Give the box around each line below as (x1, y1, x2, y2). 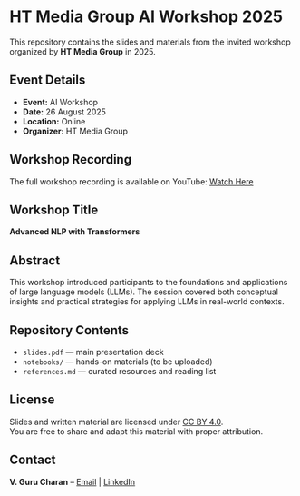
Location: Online (22, 115, 86, 126)
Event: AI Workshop (22, 96, 98, 107)
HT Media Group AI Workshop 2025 (9, 6, 284, 27)
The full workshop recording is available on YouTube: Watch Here (9, 175, 254, 187)
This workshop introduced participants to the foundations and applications (9, 277, 288, 288)
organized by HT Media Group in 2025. (9, 45, 156, 56)
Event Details (9, 73, 86, 88)
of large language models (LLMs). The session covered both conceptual (9, 286, 279, 297)
